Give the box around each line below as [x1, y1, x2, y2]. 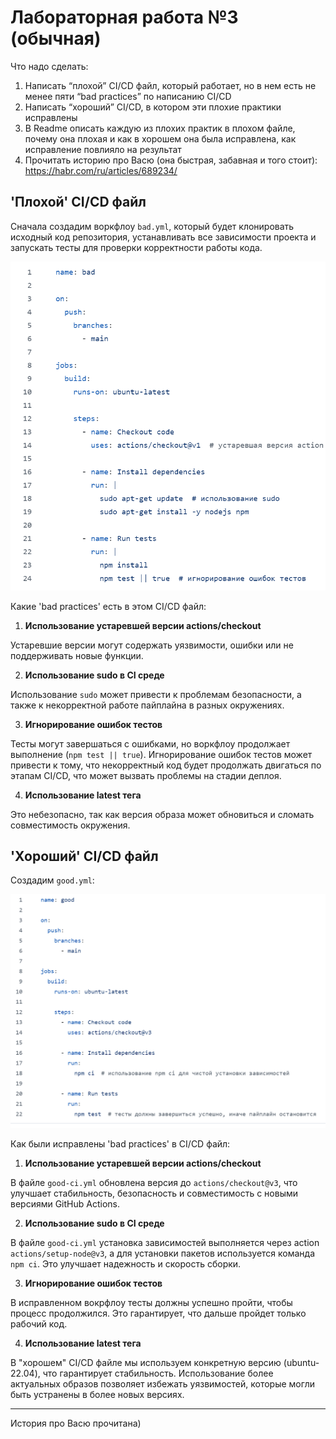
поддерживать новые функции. [10, 649, 144, 661]
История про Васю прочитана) [10, 1417, 142, 1430]
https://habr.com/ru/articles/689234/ [24, 164, 178, 176]
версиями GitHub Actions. [10, 1198, 120, 1210]
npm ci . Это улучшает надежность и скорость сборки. [10, 1258, 242, 1270]
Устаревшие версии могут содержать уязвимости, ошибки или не [10, 639, 294, 651]
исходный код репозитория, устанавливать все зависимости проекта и [10, 231, 317, 243]
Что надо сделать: [10, 60, 89, 72]
